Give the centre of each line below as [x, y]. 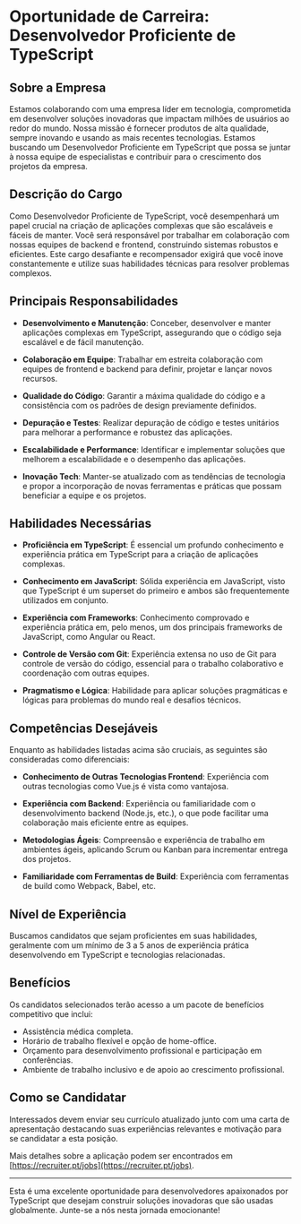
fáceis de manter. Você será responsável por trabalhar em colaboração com [150, 235]
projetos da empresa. [48, 166]
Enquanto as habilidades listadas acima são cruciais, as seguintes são [138, 750]
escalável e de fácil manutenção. [83, 341]
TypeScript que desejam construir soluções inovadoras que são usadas [142, 1200]
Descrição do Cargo [66, 194]
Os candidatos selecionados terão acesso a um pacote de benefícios [137, 1004]
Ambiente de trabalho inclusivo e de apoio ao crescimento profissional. [153, 1069]
